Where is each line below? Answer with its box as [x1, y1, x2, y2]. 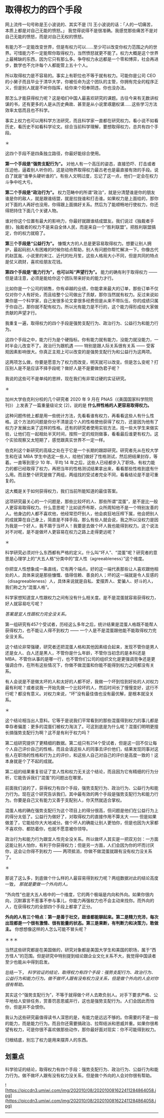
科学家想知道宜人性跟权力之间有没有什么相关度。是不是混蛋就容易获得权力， [5, 594, 159, 600]
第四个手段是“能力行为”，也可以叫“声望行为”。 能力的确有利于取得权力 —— [5, 269, 157, 275]
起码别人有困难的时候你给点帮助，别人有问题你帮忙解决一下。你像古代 [18, 246, 159, 252]
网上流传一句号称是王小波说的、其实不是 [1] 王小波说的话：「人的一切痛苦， [5, 21, 155, 27]
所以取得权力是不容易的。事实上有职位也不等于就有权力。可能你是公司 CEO [5, 73, 156, 78]
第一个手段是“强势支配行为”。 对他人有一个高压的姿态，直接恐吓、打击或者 [5, 161, 156, 166]
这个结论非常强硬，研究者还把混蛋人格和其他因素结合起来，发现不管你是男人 [5, 643, 159, 650]
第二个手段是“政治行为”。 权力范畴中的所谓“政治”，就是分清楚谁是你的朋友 [5, 189, 156, 195]
